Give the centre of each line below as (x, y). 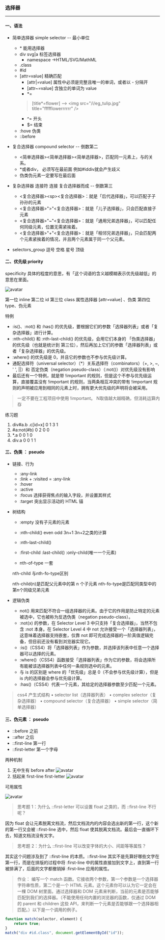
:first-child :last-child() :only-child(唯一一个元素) (68, 552)
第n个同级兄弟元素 (31, 590)
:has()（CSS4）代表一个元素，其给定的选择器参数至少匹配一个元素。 (89, 684)
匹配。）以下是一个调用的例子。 (48, 910)
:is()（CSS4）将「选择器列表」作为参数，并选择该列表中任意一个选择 (89, 647)
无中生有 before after (33, 770)
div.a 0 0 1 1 (24, 440)
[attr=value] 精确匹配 (41, 76)
